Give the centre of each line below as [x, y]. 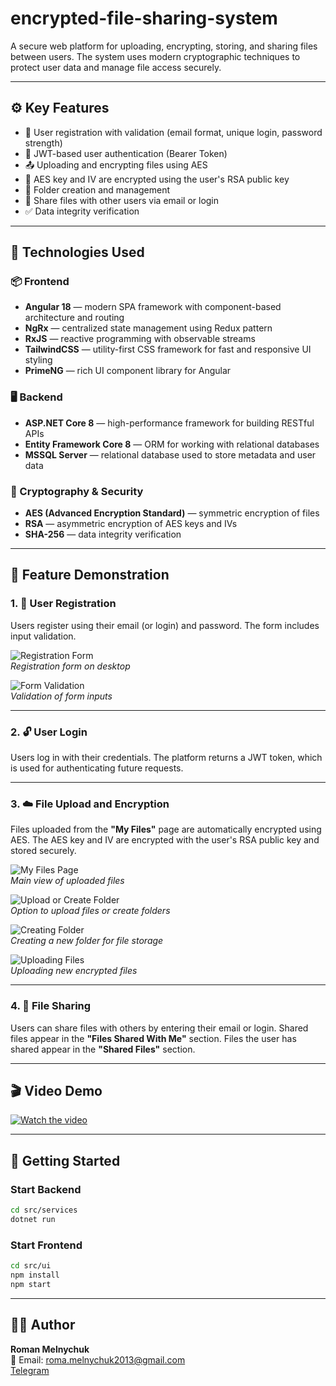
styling [38, 360]
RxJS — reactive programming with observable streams [140, 339]
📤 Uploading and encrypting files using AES [116, 164]
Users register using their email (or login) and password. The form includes [165, 625]
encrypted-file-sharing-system [144, 18]
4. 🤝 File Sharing [51, 1006]
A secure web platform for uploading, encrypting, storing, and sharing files [164, 46]
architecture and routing [74, 318]
